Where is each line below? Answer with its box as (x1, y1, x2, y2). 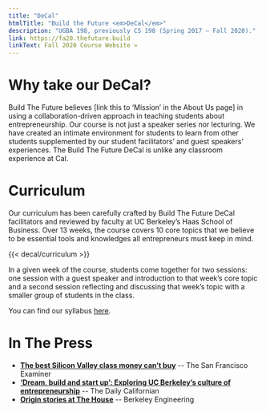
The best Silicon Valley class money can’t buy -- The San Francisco (19, 360, 248, 370)
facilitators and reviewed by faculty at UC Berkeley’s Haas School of (8, 217, 233, 226)
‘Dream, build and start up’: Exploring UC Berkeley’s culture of (19, 378, 231, 387)
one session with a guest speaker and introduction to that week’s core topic (8, 273, 258, 283)
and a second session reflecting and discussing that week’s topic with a (8, 282, 246, 291)
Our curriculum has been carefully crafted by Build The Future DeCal (8, 208, 235, 217)
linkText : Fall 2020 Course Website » (8, 42, 138, 50)
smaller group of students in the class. (8, 290, 135, 300)
